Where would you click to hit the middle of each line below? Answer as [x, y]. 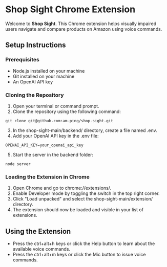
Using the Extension [38, 231]
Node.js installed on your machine [49, 71]
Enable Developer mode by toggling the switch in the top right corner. [86, 193]
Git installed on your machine [44, 76]
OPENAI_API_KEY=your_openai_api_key [44, 145]
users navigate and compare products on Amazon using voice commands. [84, 29]
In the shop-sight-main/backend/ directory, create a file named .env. [85, 130]
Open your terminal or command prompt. [56, 106]
